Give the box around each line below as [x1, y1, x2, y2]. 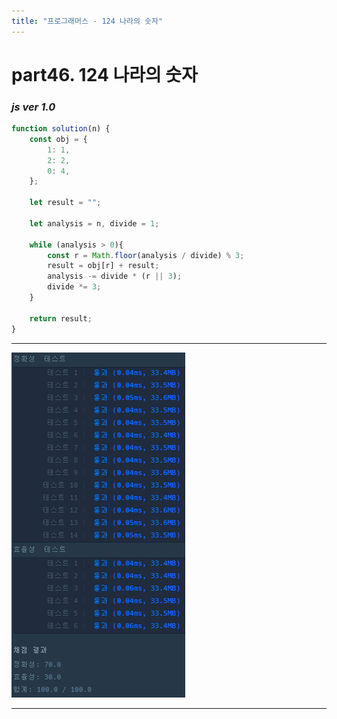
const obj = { [29, 134, 88, 144]
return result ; [29, 313, 93, 324]
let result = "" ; [29, 198, 102, 208]
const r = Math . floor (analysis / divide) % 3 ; [47, 250, 245, 260]
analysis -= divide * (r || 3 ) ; [47, 271, 183, 282]
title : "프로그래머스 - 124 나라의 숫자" [11, 16, 164, 26]
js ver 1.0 [11, 100, 56, 114]
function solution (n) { [11, 124, 111, 134]
